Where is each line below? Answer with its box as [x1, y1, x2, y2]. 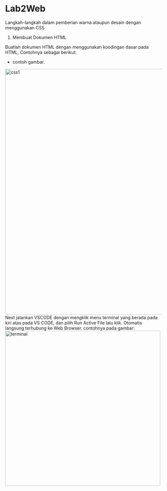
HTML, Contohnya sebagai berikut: [5, 49, 77, 55]
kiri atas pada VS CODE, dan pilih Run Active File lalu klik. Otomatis [5, 319, 143, 326]
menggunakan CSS [5, 24, 45, 30]
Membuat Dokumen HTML [12, 34, 67, 40]
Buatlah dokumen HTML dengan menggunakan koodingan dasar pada [5, 44, 149, 50]
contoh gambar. [12, 59, 45, 65]
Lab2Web [5, 3, 46, 14]
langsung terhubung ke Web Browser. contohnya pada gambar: [5, 325, 135, 331]
